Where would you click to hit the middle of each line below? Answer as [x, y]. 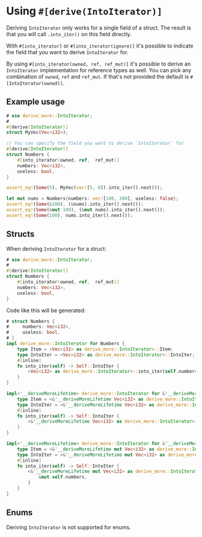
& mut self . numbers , [63, 477]
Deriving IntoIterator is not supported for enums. [69, 527]
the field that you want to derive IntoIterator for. [67, 52]
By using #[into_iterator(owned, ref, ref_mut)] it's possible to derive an [99, 64]
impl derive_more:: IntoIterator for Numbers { [66, 344]
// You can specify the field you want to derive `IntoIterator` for [95, 143]
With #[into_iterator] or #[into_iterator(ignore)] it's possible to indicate [100, 46]
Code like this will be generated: [46, 310]
